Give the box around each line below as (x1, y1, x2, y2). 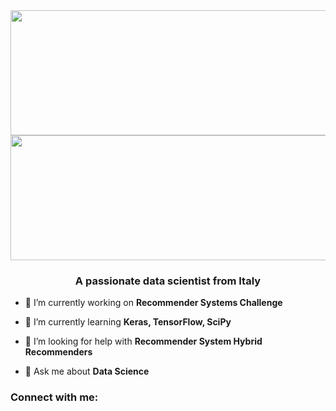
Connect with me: (10, 390, 99, 404)
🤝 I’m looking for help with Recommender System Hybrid (24, 335, 263, 348)
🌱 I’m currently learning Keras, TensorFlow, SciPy (24, 316, 232, 328)
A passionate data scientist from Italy (74, 274, 262, 288)
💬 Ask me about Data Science (24, 365, 150, 378)
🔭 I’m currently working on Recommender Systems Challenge (24, 297, 283, 309)
